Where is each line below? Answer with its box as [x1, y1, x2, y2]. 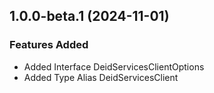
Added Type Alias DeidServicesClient [23, 71, 179, 83]
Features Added [9, 38, 89, 52]
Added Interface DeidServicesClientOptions [23, 60, 205, 73]
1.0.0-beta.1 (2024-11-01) [9, 8, 170, 25]
